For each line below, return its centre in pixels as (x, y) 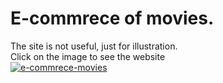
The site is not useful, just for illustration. (94, 46)
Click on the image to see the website (88, 56)
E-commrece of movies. (112, 18)
